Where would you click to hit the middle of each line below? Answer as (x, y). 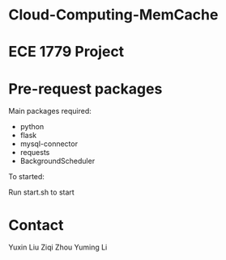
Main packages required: (50, 111)
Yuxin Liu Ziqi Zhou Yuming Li (58, 247)
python (32, 127)
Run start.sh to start (41, 192)
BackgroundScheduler (58, 161)
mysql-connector (49, 144)
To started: (26, 177)
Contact (36, 225)
